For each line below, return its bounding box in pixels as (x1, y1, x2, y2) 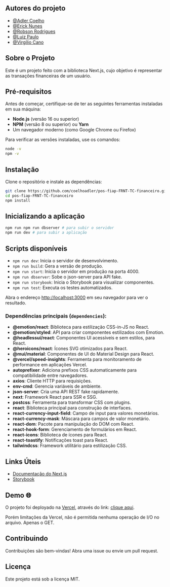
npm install (5, 198, 30, 203)
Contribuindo (5, 534, 48, 543)
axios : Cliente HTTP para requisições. (12, 378, 92, 384)
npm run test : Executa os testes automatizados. (12, 285, 113, 291)
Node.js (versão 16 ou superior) (12, 116, 79, 122)
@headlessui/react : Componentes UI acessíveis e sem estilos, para (12, 335, 155, 341)
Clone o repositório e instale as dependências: (5, 179, 102, 185)
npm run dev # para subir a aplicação (5, 230, 87, 235)
